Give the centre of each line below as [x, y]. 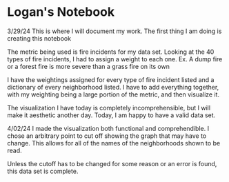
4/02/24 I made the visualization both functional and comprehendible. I [108, 128]
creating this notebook [39, 38]
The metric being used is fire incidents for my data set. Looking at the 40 [111, 52]
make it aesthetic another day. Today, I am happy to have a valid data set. [111, 115]
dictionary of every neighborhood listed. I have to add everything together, [113, 87]
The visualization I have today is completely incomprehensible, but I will [109, 108]
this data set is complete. [43, 171]
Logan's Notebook [61, 12]
